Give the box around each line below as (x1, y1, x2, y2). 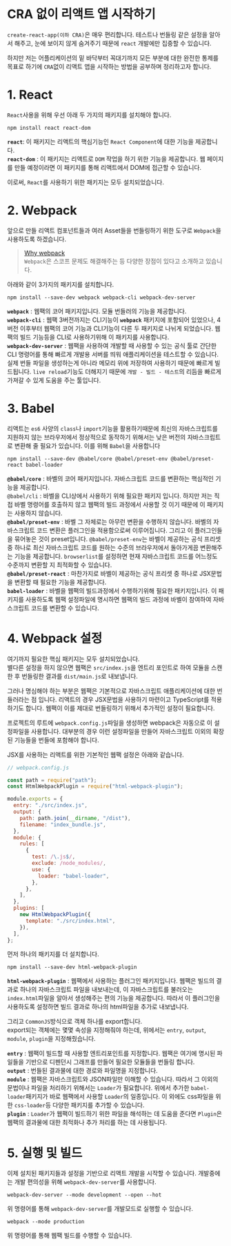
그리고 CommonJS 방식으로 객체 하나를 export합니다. (7, 1018, 143, 1026)
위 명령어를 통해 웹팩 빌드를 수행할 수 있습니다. (7, 1232, 132, 1240)
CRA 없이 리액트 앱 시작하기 (7, 6, 157, 22)
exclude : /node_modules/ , (32, 860, 107, 867)
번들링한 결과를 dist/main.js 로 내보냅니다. (21, 672, 138, 680)
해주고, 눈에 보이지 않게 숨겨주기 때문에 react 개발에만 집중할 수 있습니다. (14, 39, 212, 47)
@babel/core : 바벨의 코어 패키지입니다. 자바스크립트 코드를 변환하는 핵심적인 (7, 474, 214, 483)
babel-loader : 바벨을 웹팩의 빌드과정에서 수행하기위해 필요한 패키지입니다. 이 (7, 586, 217, 594)
